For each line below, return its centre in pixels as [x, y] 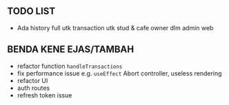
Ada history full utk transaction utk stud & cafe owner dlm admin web [115, 27]
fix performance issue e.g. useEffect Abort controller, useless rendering [119, 73]
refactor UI [32, 80]
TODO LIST [31, 11]
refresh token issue [44, 95]
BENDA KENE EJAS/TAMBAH [71, 50]
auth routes [33, 88]
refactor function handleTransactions [70, 66]
